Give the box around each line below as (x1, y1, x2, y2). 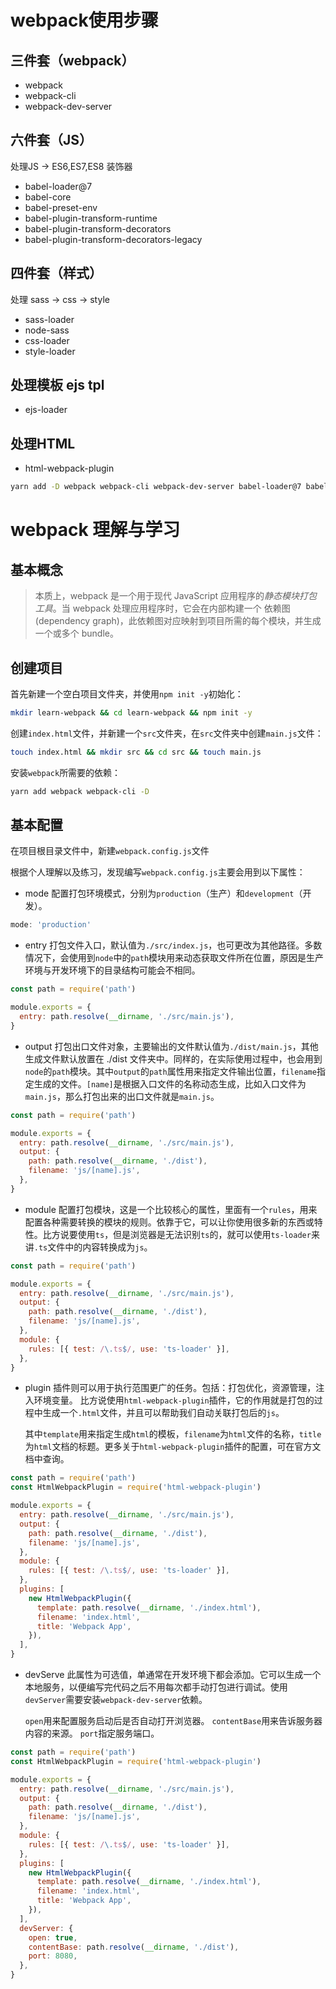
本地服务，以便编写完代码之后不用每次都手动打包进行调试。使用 (24, 1681, 288, 1693)
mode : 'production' (10, 920, 92, 930)
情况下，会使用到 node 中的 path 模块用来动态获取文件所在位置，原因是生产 (24, 952, 325, 964)
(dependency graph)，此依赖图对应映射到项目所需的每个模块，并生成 (34, 615, 322, 627)
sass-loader (24, 313, 75, 325)
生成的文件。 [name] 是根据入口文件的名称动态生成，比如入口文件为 (33, 1077, 307, 1090)
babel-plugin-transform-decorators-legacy (24, 233, 203, 245)
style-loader (24, 345, 76, 357)
